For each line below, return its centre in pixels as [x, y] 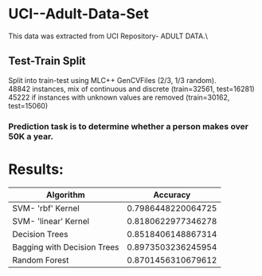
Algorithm [66, 195]
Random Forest [41, 260]
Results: [36, 169]
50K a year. [31, 136]
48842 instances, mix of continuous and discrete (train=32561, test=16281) [131, 89]
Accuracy [172, 195]
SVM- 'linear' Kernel [51, 221]
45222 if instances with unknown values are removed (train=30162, [119, 97]
